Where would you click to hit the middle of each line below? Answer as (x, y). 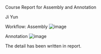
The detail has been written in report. (43, 46)
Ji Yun (12, 17)
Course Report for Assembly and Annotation (51, 7)
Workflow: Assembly (26, 26)
